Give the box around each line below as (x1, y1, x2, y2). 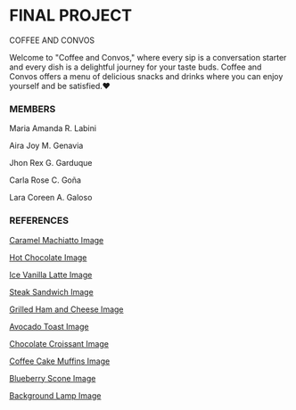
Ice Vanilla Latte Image (9, 269, 93, 280)
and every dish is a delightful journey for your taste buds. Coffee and (9, 61, 262, 72)
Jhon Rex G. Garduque (9, 158, 93, 168)
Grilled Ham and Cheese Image (9, 304, 124, 315)
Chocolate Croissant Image (9, 338, 110, 348)
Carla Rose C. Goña (9, 175, 82, 185)
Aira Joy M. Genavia (9, 140, 84, 152)
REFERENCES (9, 215, 70, 227)
